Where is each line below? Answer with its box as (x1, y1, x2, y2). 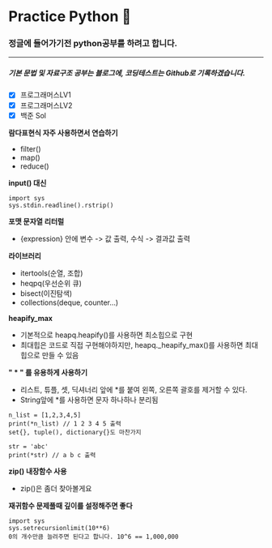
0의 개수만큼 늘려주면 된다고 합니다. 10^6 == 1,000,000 (8, 533, 179, 541)
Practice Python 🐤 (8, 7, 132, 26)
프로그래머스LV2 (19, 101, 73, 110)
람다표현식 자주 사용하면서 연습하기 (8, 127, 119, 137)
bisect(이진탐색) (19, 288, 73, 298)
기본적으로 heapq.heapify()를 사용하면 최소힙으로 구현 (19, 330, 193, 340)
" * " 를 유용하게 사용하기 (8, 367, 87, 377)
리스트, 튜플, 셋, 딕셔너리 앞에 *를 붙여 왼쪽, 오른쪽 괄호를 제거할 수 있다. (19, 384, 248, 394)
